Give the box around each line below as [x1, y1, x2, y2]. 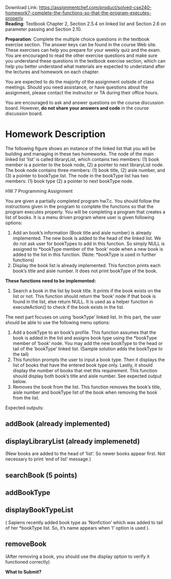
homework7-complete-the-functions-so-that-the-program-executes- [5, 10, 152, 16]
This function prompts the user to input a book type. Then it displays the [12, 356, 165, 363]
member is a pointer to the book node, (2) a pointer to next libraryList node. [5, 162, 164, 168]
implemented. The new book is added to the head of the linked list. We [12, 235, 162, 241]
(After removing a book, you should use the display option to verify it [5, 553, 150, 560]
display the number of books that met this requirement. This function [12, 367, 158, 373]
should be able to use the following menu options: [5, 319, 111, 325]
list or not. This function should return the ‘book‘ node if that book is [12, 293, 156, 299]
